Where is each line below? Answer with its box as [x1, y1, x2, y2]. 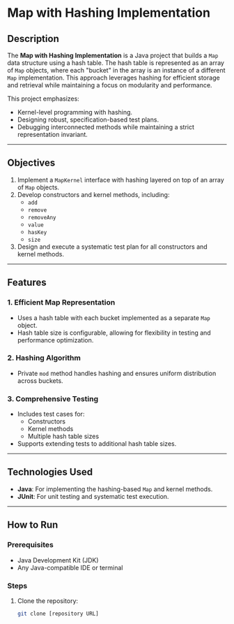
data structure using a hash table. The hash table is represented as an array [7, 59, 225, 67]
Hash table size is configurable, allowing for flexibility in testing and [17, 328, 211, 337]
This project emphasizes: [7, 94, 80, 103]
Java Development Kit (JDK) [17, 556, 99, 564]
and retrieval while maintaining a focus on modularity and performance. [7, 81, 212, 89]
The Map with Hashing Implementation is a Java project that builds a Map [7, 51, 219, 59]
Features [7, 277, 47, 289]
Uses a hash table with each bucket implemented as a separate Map [17, 313, 210, 322]
